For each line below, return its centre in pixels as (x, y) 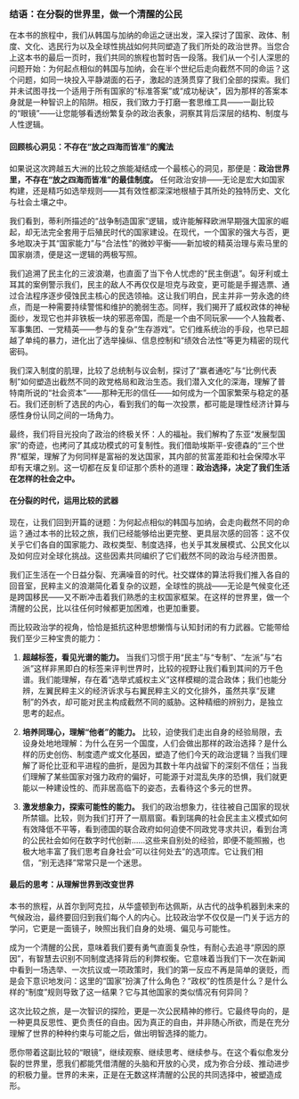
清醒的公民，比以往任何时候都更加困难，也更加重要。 (107, 608)
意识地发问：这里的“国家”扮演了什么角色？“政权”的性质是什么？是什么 (160, 980)
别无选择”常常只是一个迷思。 (94, 862)
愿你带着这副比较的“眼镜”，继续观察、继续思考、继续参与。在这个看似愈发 (145, 1052)
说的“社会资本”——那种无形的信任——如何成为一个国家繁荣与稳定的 (157, 392)
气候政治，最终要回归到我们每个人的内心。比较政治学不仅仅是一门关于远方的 (149, 917)
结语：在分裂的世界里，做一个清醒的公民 (96, 13)
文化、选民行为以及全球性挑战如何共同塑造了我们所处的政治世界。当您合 (157, 46)
